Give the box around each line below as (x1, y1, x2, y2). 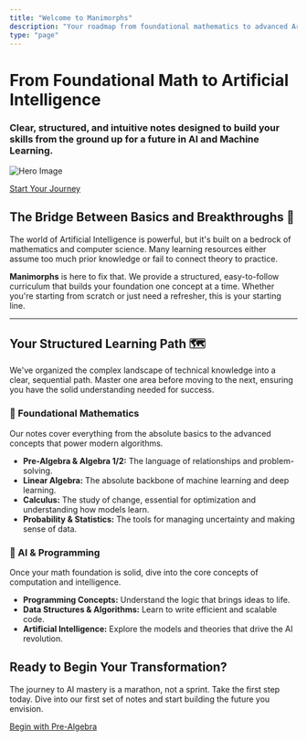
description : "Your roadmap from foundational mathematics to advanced (9, 22, 288, 31)
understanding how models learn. (22, 503, 150, 514)
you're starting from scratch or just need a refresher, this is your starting (9, 290, 281, 302)
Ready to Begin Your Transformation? (9, 660, 228, 675)
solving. (22, 465, 53, 476)
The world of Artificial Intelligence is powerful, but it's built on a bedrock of (9, 234, 291, 245)
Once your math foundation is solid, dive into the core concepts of (9, 567, 259, 578)
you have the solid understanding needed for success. (9, 385, 215, 396)
